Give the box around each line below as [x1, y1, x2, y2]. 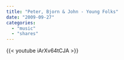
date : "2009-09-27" [6, 14, 55, 20]
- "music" [11, 25, 36, 31]
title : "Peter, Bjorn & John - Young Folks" [6, 8, 119, 15]
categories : [6, 20, 36, 26]
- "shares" [11, 31, 39, 37]
